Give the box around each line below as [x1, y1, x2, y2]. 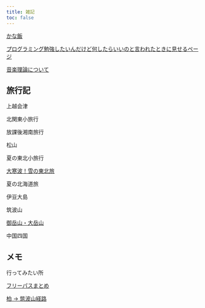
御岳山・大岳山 [6, 219, 44, 226]
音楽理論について [6, 65, 49, 73]
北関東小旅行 [6, 115, 38, 123]
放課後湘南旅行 [6, 129, 44, 136]
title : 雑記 [6, 9, 35, 15]
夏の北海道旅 [6, 181, 38, 188]
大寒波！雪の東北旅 [6, 167, 55, 174]
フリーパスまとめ [6, 282, 49, 290]
